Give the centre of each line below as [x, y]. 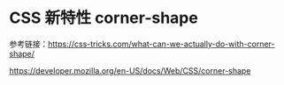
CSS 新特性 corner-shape [104, 18]
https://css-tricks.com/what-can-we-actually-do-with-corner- [161, 44]
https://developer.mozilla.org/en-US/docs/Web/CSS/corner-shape [130, 70]
